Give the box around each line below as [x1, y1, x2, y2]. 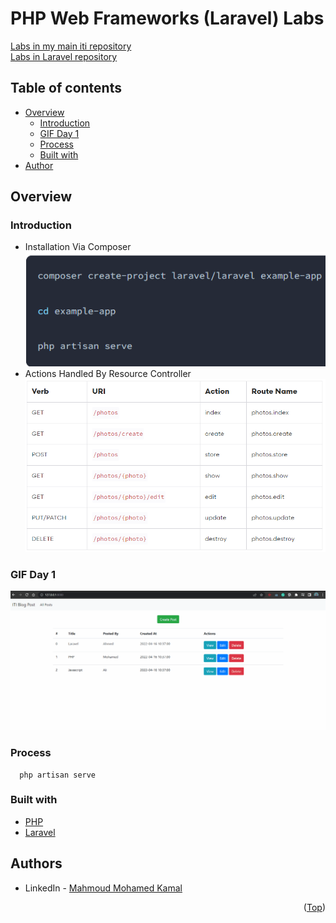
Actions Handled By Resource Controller [24, 368, 192, 380]
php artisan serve [19, 770, 97, 780]
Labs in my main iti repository [10, 40, 132, 52]
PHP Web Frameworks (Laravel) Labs [10, 7, 325, 30]
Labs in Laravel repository [10, 50, 118, 62]
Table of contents [10, 80, 122, 97]
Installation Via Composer [24, 241, 132, 253]
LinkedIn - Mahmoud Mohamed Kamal [24, 882, 183, 894]
